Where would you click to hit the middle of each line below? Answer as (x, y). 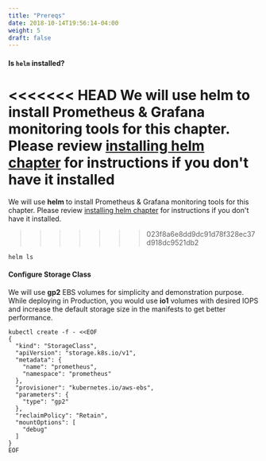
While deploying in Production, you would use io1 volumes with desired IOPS (133, 300)
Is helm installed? (37, 63)
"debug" (35, 429)
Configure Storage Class (50, 274)
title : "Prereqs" (37, 15)
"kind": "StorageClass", (56, 346)
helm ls (21, 257)
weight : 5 (25, 30)
